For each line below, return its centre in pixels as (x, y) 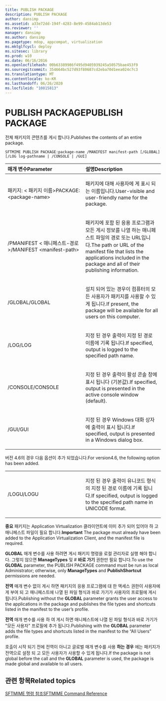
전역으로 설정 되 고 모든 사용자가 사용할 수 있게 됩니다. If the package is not (78, 653)
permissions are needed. (30, 576)
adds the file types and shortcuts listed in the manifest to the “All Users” (78, 631)
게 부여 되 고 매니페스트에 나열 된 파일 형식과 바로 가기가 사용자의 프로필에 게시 (81, 592)
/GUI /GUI (18, 429)
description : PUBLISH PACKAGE (36, 14)
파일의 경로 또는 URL (119, 237)
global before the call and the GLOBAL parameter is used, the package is (80, 659)
